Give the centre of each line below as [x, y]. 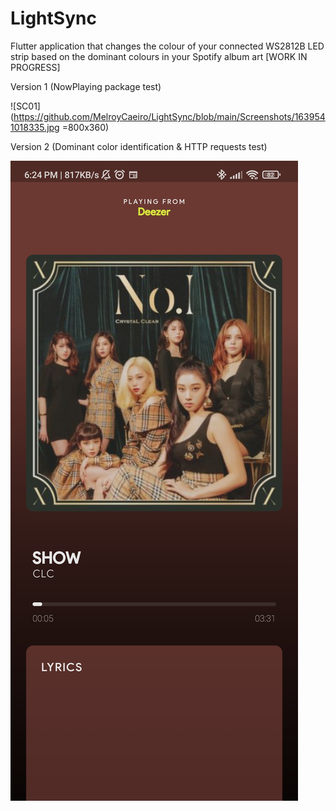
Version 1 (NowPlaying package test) [86, 86]
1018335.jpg [35, 127]
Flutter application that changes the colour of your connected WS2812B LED [167, 46]
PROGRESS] [35, 67]
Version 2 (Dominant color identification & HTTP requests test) [139, 146]
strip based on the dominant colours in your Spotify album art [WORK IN [159, 56]
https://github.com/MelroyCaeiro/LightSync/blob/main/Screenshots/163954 [169, 116]
